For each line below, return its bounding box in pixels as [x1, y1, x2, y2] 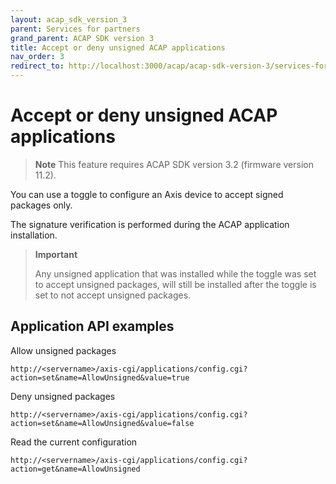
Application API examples [10, 318, 175, 335]
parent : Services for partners [10, 24, 141, 34]
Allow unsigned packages [10, 344, 117, 356]
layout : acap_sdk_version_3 [10, 14, 128, 25]
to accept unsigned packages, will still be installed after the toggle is [34, 278, 317, 290]
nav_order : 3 [10, 52, 65, 62]
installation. [10, 229, 58, 241]
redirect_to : [10, 61, 65, 71]
